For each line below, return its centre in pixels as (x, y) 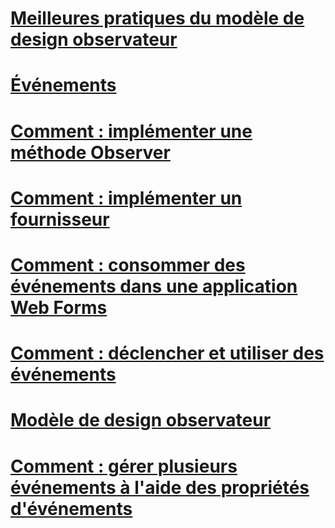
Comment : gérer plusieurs (124, 466)
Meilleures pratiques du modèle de (157, 18)
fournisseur (60, 219)
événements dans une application (154, 286)
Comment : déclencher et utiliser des (167, 353)
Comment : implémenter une (131, 131)
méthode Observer (90, 152)
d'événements (71, 508)
